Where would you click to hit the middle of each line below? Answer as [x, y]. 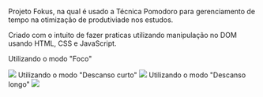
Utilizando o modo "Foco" [50, 59]
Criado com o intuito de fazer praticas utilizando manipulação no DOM [122, 35]
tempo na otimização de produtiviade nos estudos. [91, 20]
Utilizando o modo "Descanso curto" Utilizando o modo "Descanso [132, 75]
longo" [19, 84]
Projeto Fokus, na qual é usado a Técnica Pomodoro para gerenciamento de [131, 11]
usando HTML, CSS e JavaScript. [62, 43]
